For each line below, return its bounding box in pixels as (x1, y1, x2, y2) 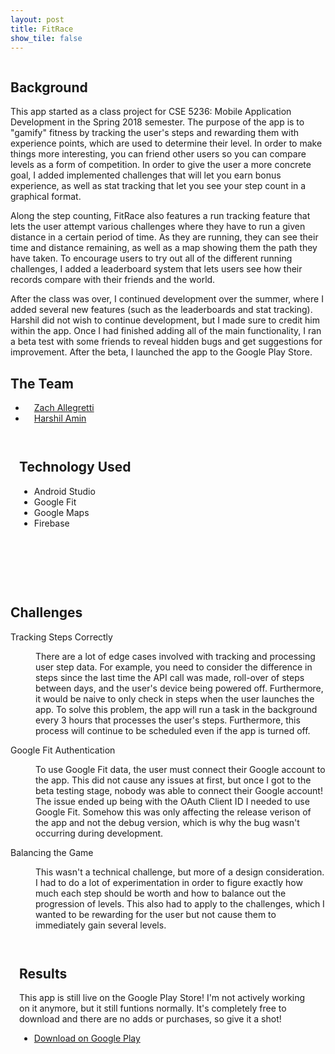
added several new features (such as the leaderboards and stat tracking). (10, 304, 313, 316)
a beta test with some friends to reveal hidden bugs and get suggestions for (10, 336, 323, 348)
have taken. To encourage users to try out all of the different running (10, 252, 293, 265)
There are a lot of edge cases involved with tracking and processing (35, 650, 316, 662)
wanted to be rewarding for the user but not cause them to (35, 908, 277, 920)
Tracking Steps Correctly (10, 631, 113, 643)
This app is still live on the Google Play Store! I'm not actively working (19, 992, 306, 1004)
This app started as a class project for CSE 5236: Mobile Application (10, 106, 292, 118)
